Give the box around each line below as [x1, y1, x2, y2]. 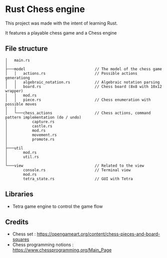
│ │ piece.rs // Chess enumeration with [5, 97, 151, 102]
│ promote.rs [5, 137, 55, 142]
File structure [5, 44, 48, 53]
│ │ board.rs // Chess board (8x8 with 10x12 [5, 84, 162, 89]
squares [12, 236, 29, 242]
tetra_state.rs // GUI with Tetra [23, 176, 133, 181]
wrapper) [5, 88, 23, 93]
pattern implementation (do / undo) [5, 114, 81, 120]
